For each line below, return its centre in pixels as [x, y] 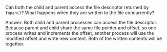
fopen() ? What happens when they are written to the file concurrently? [80, 13]
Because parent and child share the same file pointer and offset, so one [81, 28]
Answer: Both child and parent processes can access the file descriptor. [81, 22]
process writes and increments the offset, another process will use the [80, 33]
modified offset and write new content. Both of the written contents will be [84, 38]
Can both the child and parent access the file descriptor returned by [77, 7]
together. [15, 44]
